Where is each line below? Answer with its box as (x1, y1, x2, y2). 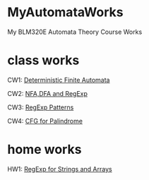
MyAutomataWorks (7, 4, 124, 20)
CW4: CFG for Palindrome (7, 116, 83, 125)
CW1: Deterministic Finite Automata (7, 76, 110, 84)
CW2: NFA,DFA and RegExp (7, 89, 88, 97)
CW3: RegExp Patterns (7, 103, 74, 112)
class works (7, 52, 80, 68)
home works (7, 142, 82, 157)
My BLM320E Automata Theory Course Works (7, 28, 143, 36)
